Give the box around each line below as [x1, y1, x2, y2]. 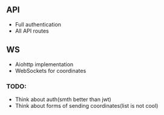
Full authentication [15, 20, 62, 28]
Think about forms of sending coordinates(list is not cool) [15, 102, 159, 109]
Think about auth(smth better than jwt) [15, 96, 112, 103]
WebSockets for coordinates [15, 67, 87, 74]
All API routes [15, 27, 50, 34]
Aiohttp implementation [15, 60, 74, 68]
